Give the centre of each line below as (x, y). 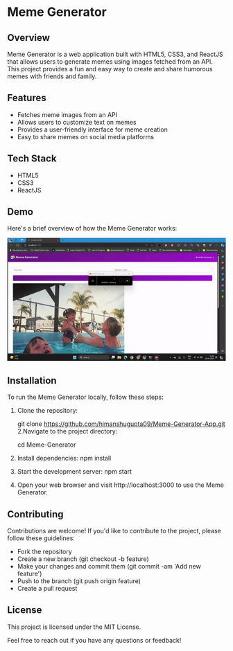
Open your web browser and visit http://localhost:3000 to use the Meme (120, 485)
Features (27, 98)
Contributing (35, 514)
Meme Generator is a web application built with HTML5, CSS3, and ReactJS (115, 54)
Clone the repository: (48, 411)
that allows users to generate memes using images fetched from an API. (110, 62)
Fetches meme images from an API (67, 114)
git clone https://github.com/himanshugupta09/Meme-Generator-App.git (121, 424)
